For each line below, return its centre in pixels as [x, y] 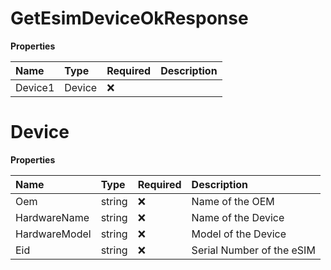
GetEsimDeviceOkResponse [129, 18]
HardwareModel [53, 234]
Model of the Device [239, 234]
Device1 [35, 87]
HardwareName [52, 217]
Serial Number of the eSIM [253, 250]
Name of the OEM [233, 201]
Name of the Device [238, 217]
